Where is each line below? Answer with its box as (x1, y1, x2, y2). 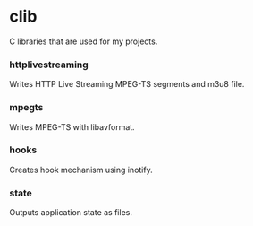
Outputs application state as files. (9, 207, 132, 218)
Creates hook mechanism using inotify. (9, 164, 154, 175)
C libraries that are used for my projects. (9, 36, 158, 47)
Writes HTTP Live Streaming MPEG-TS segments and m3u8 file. (9, 79, 245, 90)
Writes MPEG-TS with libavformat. (9, 121, 136, 132)
